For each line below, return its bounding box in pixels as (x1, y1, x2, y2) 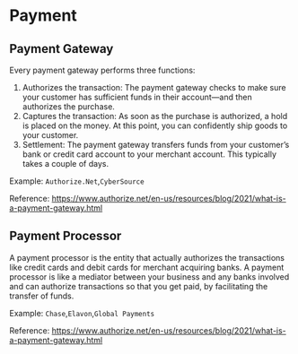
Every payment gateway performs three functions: (9, 65, 196, 75)
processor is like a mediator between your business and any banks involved (9, 271, 290, 282)
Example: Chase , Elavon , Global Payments (9, 307, 155, 318)
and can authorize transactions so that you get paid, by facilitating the (9, 281, 268, 291)
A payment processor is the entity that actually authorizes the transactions (9, 252, 285, 263)
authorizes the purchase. (22, 101, 115, 112)
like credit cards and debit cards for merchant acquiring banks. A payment (9, 262, 285, 272)
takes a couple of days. (22, 159, 110, 168)
